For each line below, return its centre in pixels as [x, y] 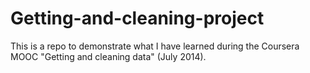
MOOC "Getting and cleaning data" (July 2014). [108, 56]
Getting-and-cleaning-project [137, 18]
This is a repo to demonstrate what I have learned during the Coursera [155, 46]
